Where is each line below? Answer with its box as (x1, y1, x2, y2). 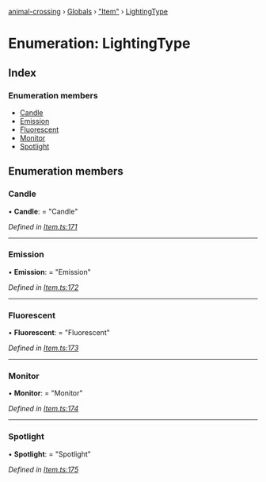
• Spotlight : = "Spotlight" (8, 449, 91, 459)
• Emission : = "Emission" (8, 267, 91, 276)
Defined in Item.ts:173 (8, 343, 79, 353)
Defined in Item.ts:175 (8, 465, 79, 474)
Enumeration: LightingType (8, 35, 192, 52)
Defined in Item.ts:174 (8, 404, 79, 414)
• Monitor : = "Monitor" (8, 388, 83, 398)
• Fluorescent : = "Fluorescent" (8, 328, 111, 337)
